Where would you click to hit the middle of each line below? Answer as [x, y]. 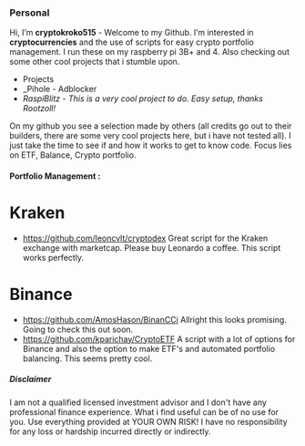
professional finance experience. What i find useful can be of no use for [144, 411]
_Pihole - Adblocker [60, 89]
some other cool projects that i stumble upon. [95, 62]
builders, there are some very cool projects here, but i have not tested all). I [150, 136]
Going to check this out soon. [78, 329]
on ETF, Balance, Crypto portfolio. [73, 155]
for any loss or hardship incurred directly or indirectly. [110, 431]
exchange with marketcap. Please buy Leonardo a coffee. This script [152, 247]
